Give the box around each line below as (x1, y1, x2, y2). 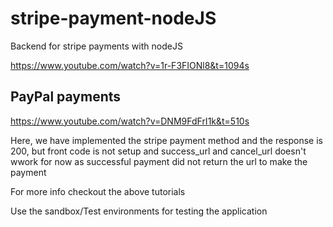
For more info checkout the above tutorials (10, 185, 186, 197)
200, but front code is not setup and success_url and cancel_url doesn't (10, 145, 307, 157)
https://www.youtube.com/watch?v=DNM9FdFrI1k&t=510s (10, 115, 250, 127)
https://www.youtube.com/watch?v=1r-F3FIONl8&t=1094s (10, 59, 250, 71)
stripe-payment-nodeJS (10, 7, 217, 30)
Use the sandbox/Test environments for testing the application (10, 205, 268, 217)
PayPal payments (10, 88, 122, 106)
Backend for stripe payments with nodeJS (10, 40, 183, 52)
